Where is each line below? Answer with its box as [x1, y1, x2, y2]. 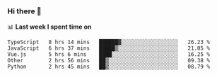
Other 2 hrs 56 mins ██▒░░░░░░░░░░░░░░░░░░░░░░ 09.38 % [7, 57, 211, 64]
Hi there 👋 [7, 6, 42, 16]
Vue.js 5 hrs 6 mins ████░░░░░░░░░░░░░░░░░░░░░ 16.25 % [7, 51, 211, 58]
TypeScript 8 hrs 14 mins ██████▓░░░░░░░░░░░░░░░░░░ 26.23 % [7, 38, 211, 46]
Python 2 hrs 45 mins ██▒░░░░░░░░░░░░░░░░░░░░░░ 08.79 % [7, 63, 211, 71]
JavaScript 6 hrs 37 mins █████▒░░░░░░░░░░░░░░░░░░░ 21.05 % [7, 45, 211, 52]
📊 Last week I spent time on [7, 22, 92, 31]
